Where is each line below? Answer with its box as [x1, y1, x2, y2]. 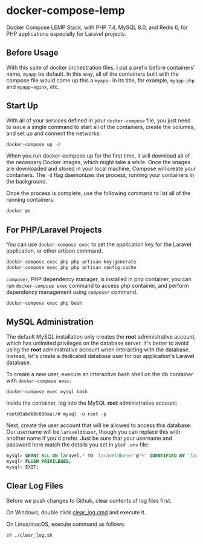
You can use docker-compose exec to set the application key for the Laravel [6, 240, 192, 248]
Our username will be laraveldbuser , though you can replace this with [6, 428, 181, 436]
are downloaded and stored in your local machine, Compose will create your [6, 165, 196, 173]
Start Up [6, 101, 38, 111]
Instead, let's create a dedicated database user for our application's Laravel [6, 352, 195, 359]
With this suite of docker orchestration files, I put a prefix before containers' [6, 64, 195, 71]
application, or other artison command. [6, 247, 103, 254]
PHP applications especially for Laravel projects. [6, 30, 127, 37]
